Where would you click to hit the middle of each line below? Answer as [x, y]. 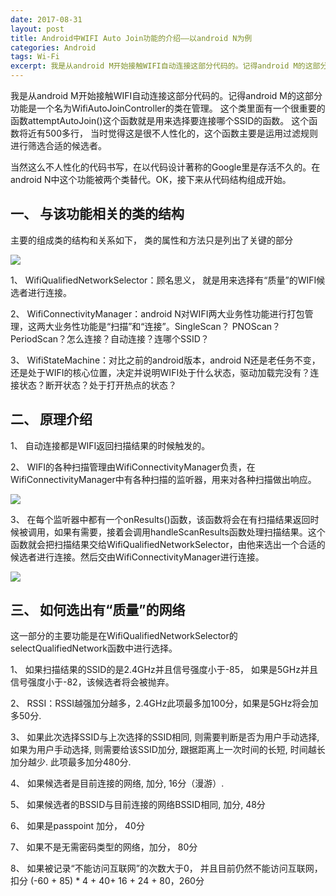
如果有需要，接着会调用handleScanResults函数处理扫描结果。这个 [189, 532]
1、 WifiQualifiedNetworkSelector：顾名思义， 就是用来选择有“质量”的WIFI [163, 280]
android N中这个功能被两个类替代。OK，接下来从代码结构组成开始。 [151, 179]
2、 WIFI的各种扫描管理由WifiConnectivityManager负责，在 [133, 467]
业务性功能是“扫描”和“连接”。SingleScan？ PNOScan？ [167, 326]
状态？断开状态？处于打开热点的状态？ [97, 385]
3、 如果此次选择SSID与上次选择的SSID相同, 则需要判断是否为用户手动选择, [165, 737]
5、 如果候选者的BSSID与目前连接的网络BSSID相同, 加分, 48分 [138, 805]
